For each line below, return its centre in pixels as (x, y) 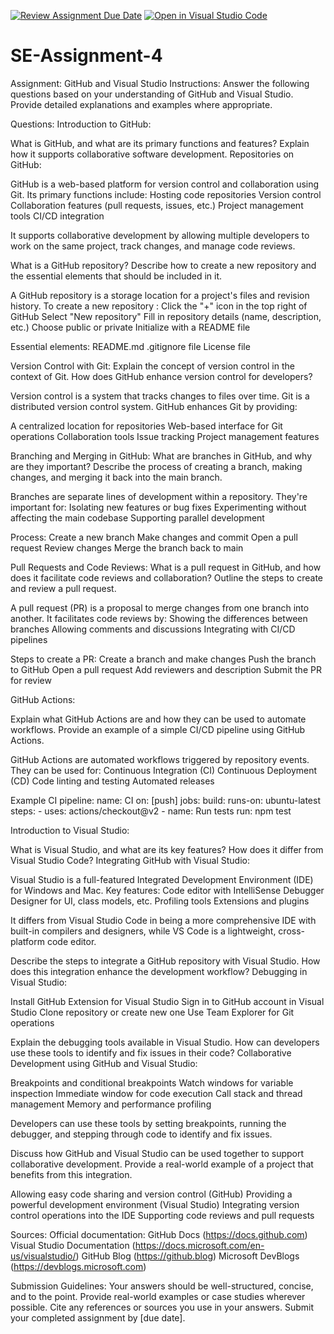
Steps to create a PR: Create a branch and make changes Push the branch (163, 659)
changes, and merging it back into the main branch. (116, 477)
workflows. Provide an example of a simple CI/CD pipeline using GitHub (158, 729)
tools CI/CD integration (57, 216)
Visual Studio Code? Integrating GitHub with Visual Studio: (130, 860)
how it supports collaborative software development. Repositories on (152, 154)
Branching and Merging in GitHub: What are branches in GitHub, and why (161, 456)
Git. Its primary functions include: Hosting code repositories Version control (166, 194)
